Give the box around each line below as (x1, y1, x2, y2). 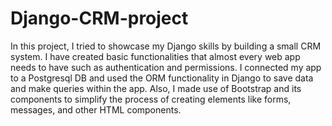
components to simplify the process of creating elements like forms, (10, 93, 292, 105)
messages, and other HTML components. (10, 103, 182, 116)
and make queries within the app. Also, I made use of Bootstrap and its (10, 82, 302, 94)
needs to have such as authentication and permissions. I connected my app (10, 61, 322, 73)
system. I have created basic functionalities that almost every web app (10, 50, 301, 62)
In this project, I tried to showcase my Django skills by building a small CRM (10, 40, 322, 52)
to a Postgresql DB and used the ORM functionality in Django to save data (10, 72, 314, 84)
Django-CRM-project (10, 7, 189, 30)
